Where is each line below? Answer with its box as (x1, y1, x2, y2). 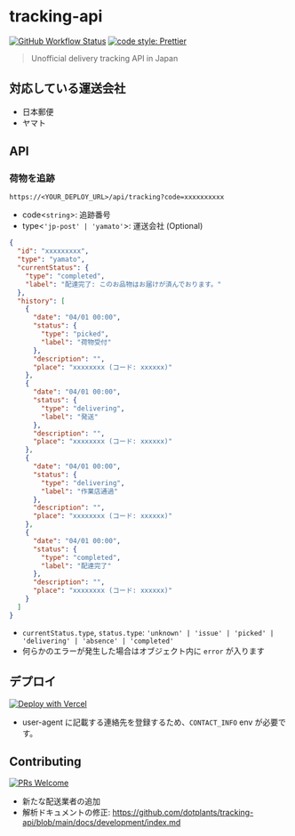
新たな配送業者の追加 (21, 796, 100, 807)
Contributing (9, 754, 82, 769)
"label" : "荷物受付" (41, 337, 112, 346)
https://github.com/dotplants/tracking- (112, 808, 254, 818)
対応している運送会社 (9, 81, 126, 96)
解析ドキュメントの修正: (21, 808, 111, 818)
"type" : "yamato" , (17, 256, 86, 264)
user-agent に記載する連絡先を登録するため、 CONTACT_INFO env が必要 (21, 717, 279, 727)
